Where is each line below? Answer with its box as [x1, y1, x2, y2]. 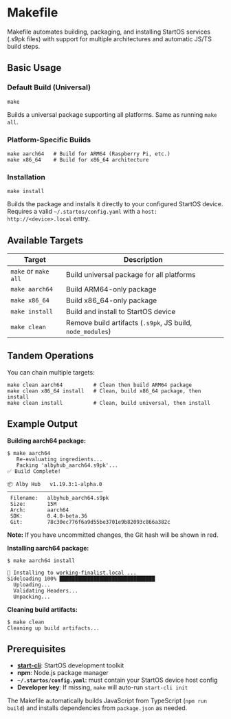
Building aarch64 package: [7, 436, 86, 445]
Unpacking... [13, 593, 51, 600]
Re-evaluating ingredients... [16, 456, 103, 463]
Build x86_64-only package [66, 296, 157, 305]
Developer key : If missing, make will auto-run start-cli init [16, 683, 188, 692]
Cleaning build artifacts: [7, 605, 78, 613]
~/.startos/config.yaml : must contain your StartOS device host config [16, 676, 218, 685]
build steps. [7, 42, 41, 50]
